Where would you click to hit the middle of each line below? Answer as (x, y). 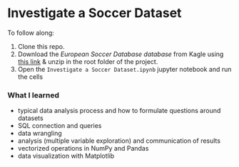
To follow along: (31, 33)
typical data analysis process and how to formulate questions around (119, 111)
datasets (31, 118)
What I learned (33, 95)
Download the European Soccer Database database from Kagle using (121, 54)
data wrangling (40, 134)
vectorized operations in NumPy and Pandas (83, 149)
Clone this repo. (41, 46)
